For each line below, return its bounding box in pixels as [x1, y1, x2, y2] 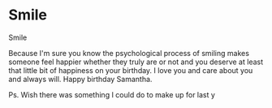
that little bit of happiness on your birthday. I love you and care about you [8, 65, 253, 75]
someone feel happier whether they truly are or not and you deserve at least [8, 57, 264, 67]
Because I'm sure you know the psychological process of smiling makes [8, 48, 250, 58]
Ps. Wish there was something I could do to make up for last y [8, 89, 215, 99]
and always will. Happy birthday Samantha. [8, 74, 153, 84]
